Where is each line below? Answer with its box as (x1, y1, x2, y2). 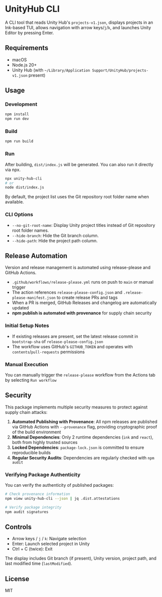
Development (5, 101, 38, 108)
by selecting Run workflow (5, 377, 57, 383)
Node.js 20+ (12, 62, 37, 68)
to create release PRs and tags (56, 295, 118, 301)
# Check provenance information (5, 492, 70, 496)
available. (5, 199, 24, 205)
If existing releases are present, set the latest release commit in (12, 333, 139, 339)
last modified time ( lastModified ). (5, 561, 73, 566)
